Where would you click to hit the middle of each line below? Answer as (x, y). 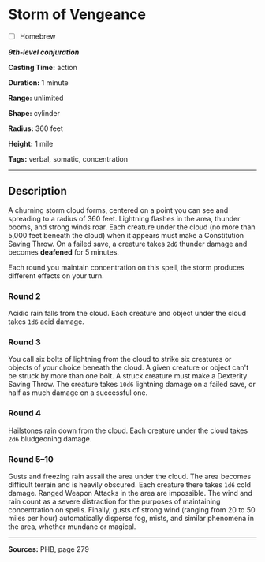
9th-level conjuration (44, 52)
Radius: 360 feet (35, 128)
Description (37, 191)
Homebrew (37, 36)
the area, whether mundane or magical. (72, 527)
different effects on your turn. (56, 275)
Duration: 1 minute (38, 83)
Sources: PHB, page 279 (49, 549)
